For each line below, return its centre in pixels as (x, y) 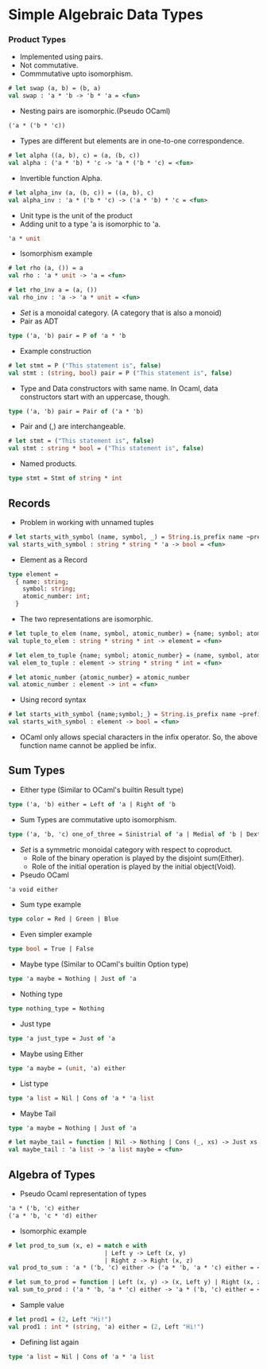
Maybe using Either (51, 1053)
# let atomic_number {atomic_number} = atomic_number (99, 677)
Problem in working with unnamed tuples (87, 522)
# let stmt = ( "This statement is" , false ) (81, 441)
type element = (33, 574)
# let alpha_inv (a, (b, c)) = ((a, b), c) (81, 193)
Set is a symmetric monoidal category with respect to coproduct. (126, 849)
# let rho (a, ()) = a (46, 269)
